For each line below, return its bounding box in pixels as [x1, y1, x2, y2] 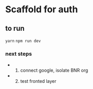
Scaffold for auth [5, 4, 78, 15]
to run [5, 24, 25, 33]
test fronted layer [20, 78, 57, 84]
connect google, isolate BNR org [20, 68, 88, 74]
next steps [5, 50, 32, 57]
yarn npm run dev [5, 38, 41, 43]
